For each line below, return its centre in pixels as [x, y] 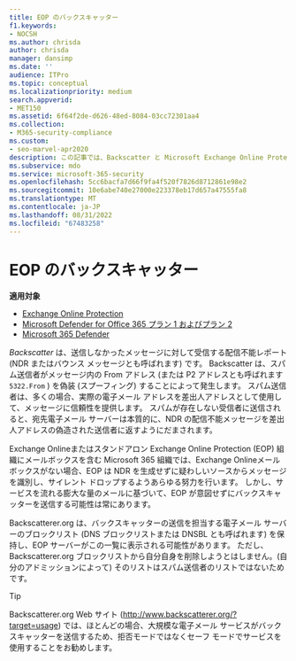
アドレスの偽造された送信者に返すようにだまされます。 [117, 430]
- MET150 [25, 108]
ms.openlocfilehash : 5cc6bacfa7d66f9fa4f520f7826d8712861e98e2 [128, 183]
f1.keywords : [33, 26]
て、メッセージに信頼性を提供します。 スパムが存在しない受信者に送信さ [141, 408]
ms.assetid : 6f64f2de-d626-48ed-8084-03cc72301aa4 [104, 116]
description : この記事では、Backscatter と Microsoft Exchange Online [137, 157]
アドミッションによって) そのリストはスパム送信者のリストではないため [154, 567]
